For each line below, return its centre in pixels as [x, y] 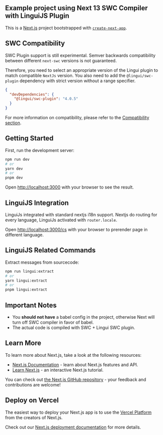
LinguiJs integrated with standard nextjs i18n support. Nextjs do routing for [81, 215]
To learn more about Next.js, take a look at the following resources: [73, 355]
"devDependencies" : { [32, 94]
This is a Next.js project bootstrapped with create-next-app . [66, 28]
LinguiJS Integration [37, 203]
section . [13, 123]
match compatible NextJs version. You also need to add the [65, 75]
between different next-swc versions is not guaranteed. [61, 60]
